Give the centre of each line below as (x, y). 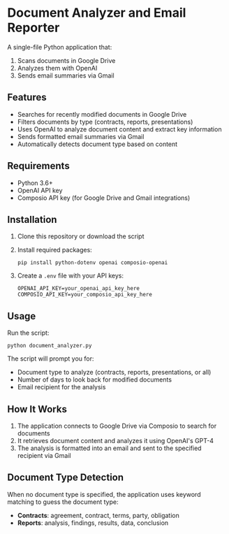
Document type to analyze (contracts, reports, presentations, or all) (114, 373)
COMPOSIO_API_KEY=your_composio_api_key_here (84, 295)
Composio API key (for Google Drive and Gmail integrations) (104, 198)
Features (27, 98)
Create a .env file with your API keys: (71, 276)
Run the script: (28, 333)
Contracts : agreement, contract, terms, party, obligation (98, 515)
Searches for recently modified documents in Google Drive (102, 114)
